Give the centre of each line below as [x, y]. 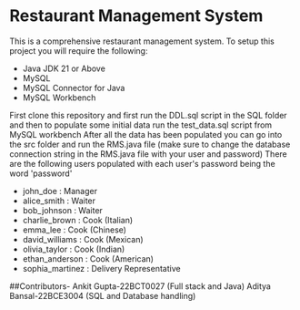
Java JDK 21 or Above [64, 68]
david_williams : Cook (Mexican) [83, 239]
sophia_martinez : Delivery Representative [101, 268]
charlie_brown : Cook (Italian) [78, 220]
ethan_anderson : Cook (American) [88, 258]
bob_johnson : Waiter [62, 210]
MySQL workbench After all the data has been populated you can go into [146, 134]
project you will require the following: [79, 50]
